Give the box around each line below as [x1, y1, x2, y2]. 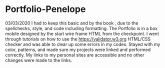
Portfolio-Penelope [5, 3, 86, 15]
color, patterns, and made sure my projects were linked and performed [5, 46, 151, 52]
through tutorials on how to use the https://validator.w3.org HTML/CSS [5, 36, 151, 42]
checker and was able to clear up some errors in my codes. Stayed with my [5, 41, 160, 47]
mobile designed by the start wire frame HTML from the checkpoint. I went [5, 30, 159, 36]
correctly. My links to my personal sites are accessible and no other [5, 51, 144, 58]
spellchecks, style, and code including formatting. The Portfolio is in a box [5, 25, 158, 31]
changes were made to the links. [5, 57, 72, 63]
